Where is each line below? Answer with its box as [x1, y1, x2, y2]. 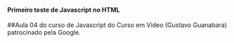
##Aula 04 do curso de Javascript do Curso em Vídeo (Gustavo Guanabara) [7, 21, 227, 29]
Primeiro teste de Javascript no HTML [7, 6, 120, 14]
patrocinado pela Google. [7, 28, 81, 37]
